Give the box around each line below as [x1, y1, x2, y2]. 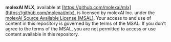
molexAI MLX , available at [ [5, 5, 64, 10]
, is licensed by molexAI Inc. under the [74, 10, 155, 16]
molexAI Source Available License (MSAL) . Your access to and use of [5, 15, 152, 21]
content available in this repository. [5, 31, 79, 37]
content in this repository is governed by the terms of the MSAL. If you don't [5, 20, 166, 26]
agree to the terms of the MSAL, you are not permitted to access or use [5, 26, 156, 32]
